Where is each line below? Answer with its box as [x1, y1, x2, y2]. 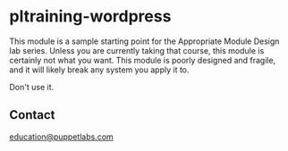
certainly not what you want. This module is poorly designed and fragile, [9, 55, 276, 65]
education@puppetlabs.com [9, 131, 114, 142]
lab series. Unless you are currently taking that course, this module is [9, 45, 265, 55]
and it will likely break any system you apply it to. [9, 64, 190, 75]
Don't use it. [9, 81, 55, 92]
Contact [9, 107, 55, 122]
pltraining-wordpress [9, 6, 172, 27]
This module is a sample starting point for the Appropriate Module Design [9, 36, 280, 46]
